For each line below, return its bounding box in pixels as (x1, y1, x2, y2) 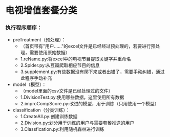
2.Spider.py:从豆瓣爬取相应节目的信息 (20, 62, 100, 68)
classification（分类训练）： (12, 107, 70, 113)
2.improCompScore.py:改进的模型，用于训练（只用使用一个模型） (20, 101, 160, 107)
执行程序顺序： (5, 24, 42, 31)
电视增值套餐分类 (5, 5, 78, 16)
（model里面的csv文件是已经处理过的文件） (20, 88, 113, 94)
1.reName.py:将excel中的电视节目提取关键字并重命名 (20, 56, 132, 62)
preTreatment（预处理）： (12, 37, 66, 43)
